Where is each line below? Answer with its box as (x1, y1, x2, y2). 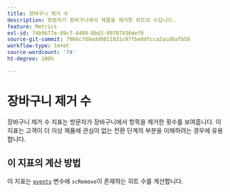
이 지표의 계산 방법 (7, 157, 81, 169)
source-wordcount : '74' (7, 49, 76, 56)
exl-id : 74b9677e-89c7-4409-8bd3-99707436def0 (7, 29, 144, 37)
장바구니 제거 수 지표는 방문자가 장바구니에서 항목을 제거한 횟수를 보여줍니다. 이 (7, 117, 222, 125)
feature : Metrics (7, 23, 57, 30)
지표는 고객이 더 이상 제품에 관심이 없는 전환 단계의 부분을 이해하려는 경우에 (7, 126, 211, 134)
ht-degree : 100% (7, 55, 54, 62)
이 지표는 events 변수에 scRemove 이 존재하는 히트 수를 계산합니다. (7, 177, 184, 185)
